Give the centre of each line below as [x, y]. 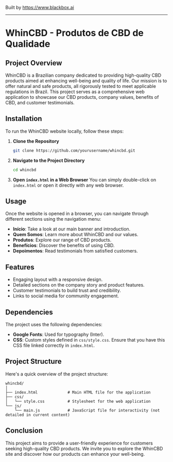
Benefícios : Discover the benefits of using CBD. [64, 245]
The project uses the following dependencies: [54, 324]
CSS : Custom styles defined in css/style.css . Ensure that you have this [89, 340]
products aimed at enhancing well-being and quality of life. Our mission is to [86, 81]
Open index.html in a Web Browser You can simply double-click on [84, 180]
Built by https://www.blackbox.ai [40, 7]
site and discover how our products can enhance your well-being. [75, 454]
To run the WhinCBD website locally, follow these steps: [65, 131]
